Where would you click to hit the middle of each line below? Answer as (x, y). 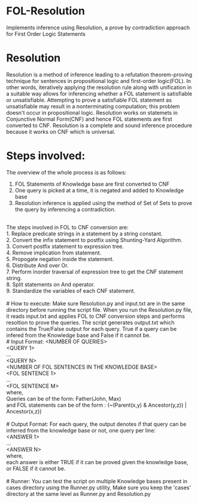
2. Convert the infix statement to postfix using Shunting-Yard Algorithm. (94, 240)
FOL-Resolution (46, 11)
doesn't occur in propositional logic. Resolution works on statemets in (92, 112)
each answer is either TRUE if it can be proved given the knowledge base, (97, 462)
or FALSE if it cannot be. (36, 468)
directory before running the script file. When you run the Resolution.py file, (99, 309)
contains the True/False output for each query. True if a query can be (92, 329)
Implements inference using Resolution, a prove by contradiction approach (98, 27)
